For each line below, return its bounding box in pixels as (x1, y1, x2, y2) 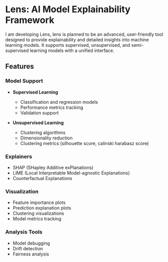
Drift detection (12, 245, 43, 251)
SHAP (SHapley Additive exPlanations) (12, 164, 94, 170)
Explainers (5, 153, 32, 160)
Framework (5, 14, 54, 26)
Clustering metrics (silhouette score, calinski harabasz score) (20, 140, 149, 146)
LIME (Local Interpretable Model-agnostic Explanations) (12, 169, 130, 176)
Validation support (20, 109, 59, 115)
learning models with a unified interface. (30, 47, 115, 53)
